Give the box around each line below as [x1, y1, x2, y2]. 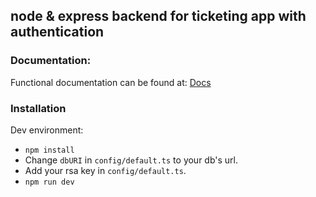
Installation [10, 101, 67, 115]
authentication [10, 24, 105, 41]
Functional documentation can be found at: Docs [10, 76, 212, 88]
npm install [24, 145, 75, 155]
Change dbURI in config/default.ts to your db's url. [24, 154, 239, 166]
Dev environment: [10, 124, 84, 136]
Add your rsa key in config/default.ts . [24, 164, 187, 176]
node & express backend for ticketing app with [10, 8, 307, 25]
